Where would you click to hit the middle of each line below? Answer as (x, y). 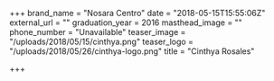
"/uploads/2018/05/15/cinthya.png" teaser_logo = (102, 41)
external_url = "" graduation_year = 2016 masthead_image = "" (126, 22)
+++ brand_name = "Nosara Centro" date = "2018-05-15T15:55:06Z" (137, 13)
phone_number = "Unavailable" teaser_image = (98, 32)
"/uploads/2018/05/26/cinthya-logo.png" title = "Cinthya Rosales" (132, 51)
